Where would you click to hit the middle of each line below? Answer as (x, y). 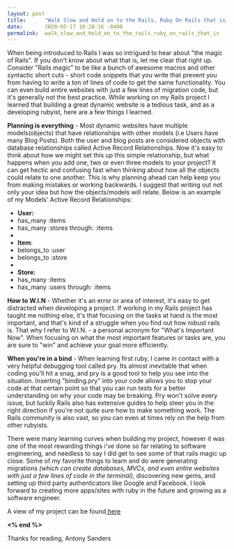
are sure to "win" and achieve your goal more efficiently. (88, 345)
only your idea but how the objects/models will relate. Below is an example (114, 192)
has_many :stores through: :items (65, 228)
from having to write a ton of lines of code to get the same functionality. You (116, 83)
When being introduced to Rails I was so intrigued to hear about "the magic (115, 53)
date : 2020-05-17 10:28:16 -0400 (65, 26)
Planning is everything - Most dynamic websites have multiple (97, 125)
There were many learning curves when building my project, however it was (116, 439)
